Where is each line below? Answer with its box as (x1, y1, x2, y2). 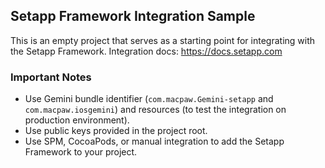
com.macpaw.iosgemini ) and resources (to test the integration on (24, 104, 287, 116)
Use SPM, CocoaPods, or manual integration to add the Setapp (24, 135, 285, 148)
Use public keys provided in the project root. (24, 125, 208, 137)
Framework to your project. (24, 146, 138, 158)
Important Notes (10, 70, 92, 84)
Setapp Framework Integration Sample (10, 8, 256, 25)
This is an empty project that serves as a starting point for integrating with (10, 34, 316, 46)
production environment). (24, 114, 130, 126)
